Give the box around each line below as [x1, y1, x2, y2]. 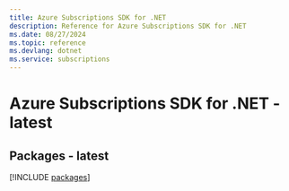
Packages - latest [9, 148, 109, 163]
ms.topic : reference [9, 38, 87, 48]
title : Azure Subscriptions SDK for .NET [9, 13, 167, 22]
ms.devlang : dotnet [9, 47, 83, 56]
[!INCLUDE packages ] [9, 172, 91, 182]
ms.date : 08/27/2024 [9, 30, 87, 39]
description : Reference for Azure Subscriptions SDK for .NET [9, 22, 247, 30]
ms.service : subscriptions [9, 55, 110, 64]
